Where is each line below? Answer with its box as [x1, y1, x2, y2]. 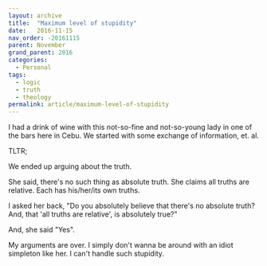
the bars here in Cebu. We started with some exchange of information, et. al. [8, 131, 259, 140]
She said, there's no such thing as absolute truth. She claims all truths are [8, 177, 249, 187]
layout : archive [8, 11, 62, 20]
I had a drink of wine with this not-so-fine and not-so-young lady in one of [8, 123, 253, 132]
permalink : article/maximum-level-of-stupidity [8, 100, 170, 108]
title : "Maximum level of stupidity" [8, 19, 137, 27]
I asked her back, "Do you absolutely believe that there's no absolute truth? [8, 201, 255, 211]
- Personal [15, 64, 52, 72]
